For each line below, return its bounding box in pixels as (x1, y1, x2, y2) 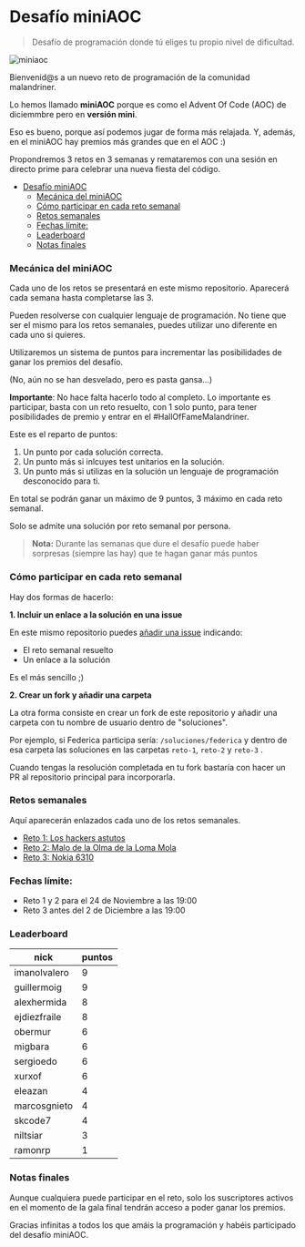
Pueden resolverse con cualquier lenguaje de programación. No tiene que (9, 310, 287, 321)
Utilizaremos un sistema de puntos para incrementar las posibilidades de (9, 347, 282, 358)
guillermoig (14, 981, 62, 994)
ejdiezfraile (14, 1011, 62, 1024)
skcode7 (14, 1114, 52, 1127)
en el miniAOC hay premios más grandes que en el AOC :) (9, 136, 226, 147)
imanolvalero (14, 966, 70, 979)
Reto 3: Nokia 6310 (22, 852, 94, 863)
